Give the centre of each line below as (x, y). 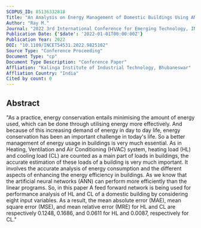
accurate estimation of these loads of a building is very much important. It (97, 162)
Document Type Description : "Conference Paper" (67, 62)
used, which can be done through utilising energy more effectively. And (94, 124)
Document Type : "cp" (32, 56)
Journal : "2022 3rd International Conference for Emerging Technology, (97, 28)
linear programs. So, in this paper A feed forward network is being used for (99, 187)
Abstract (23, 103)
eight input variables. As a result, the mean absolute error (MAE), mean (94, 200)
